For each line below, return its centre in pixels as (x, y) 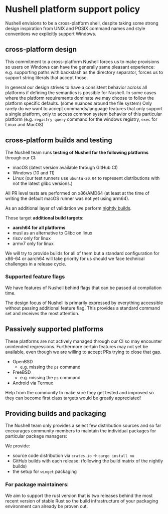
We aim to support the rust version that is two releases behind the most (79, 495)
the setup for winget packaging (44, 471)
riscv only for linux (32, 238)
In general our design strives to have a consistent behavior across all (76, 87)
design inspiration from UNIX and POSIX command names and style (75, 28)
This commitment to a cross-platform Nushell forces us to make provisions (82, 62)
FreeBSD (22, 372)
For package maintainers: (37, 484)
